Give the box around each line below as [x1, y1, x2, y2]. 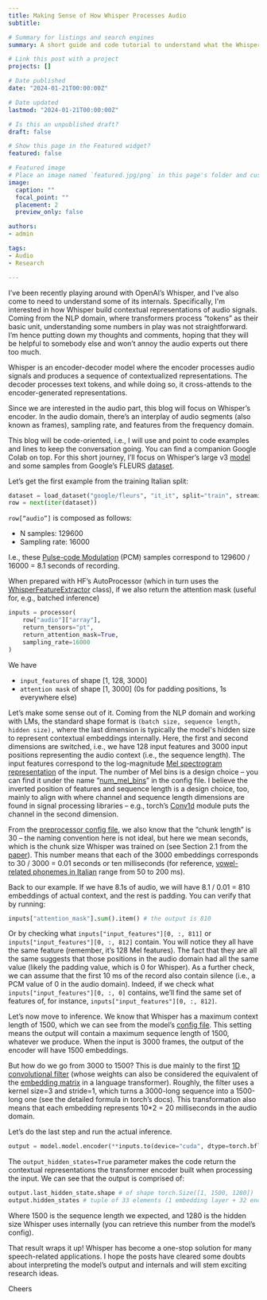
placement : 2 [15, 200, 59, 209]
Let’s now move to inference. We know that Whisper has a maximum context [8, 1011, 258, 1022]
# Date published [8, 77, 66, 85]
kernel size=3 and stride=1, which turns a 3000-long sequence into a [8, 1086, 234, 1096]
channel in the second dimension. [8, 809, 119, 819]
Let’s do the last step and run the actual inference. [8, 1127, 172, 1137]
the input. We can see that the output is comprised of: [8, 1174, 185, 1183]
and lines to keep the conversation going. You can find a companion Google [8, 444, 257, 453]
